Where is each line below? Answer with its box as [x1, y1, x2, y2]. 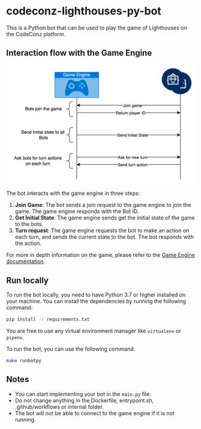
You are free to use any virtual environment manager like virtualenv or [6, 327, 181, 335]
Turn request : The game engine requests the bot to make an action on [14, 227, 190, 234]
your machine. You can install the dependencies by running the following [6, 298, 186, 305]
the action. [14, 239, 42, 247]
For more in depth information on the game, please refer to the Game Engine [6, 252, 195, 259]
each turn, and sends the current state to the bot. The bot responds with [14, 233, 194, 241]
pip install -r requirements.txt [6, 316, 90, 323]
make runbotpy [6, 357, 42, 363]
